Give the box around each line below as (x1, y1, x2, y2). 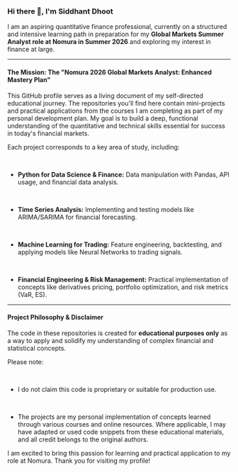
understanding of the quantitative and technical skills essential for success (7, 121, 225, 130)
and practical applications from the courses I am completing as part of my (7, 106, 223, 115)
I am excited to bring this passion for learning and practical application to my (7, 449, 231, 457)
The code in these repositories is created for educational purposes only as (7, 329, 228, 337)
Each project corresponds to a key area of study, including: (7, 142, 180, 151)
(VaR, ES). (17, 290, 47, 298)
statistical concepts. (7, 344, 66, 352)
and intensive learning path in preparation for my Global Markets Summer (7, 30, 225, 38)
